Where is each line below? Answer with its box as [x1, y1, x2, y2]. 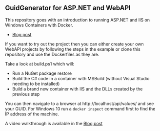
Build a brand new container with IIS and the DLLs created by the [12, 86, 143, 92]
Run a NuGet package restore [12, 70, 72, 76]
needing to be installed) [12, 81, 60, 87]
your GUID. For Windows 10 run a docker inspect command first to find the [5, 106, 156, 111]
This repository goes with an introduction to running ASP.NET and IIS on [5, 17, 150, 22]
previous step [12, 91, 40, 97]
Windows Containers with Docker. [5, 22, 73, 28]
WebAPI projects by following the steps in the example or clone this [5, 46, 140, 52]
